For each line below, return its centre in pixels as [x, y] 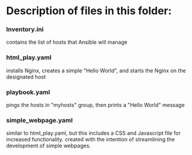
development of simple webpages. [48, 146]
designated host [26, 77]
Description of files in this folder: [89, 11]
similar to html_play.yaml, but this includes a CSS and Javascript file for [94, 133]
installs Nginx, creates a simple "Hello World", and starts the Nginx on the [96, 70]
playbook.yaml [28, 92]
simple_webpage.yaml [40, 120]
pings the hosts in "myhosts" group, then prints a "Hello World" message [96, 105]
